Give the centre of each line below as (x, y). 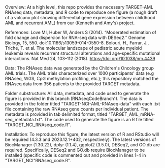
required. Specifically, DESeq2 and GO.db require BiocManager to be (75, 150)
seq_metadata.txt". (24, 119)
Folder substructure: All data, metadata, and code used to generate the (77, 93)
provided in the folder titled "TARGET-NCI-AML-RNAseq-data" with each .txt (82, 104)
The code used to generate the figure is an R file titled (99, 119)
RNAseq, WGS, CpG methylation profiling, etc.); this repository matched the (82, 79)
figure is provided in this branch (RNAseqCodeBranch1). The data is (74, 99)
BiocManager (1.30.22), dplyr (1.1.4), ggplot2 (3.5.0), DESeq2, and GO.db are (82, 145)
